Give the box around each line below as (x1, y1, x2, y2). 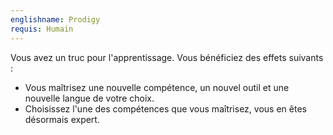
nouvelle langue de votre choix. (24, 92, 155, 104)
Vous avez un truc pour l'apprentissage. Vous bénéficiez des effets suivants (10, 51, 324, 63)
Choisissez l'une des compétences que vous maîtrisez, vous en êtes (24, 102, 307, 115)
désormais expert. (24, 113, 100, 125)
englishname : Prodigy (10, 14, 101, 25)
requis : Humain (10, 24, 74, 34)
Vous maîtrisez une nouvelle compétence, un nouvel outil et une (24, 81, 290, 93)
